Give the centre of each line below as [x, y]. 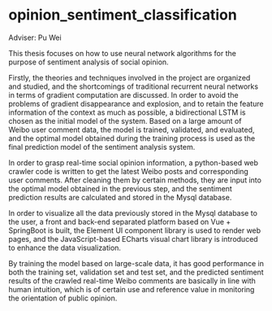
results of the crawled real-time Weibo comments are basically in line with [132, 280]
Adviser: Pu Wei [35, 37]
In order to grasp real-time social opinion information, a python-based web [133, 162]
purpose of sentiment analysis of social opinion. [89, 62]
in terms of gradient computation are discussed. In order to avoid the [123, 94]
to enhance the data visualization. [65, 247]
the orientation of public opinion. [63, 298]
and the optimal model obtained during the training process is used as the [132, 138]
